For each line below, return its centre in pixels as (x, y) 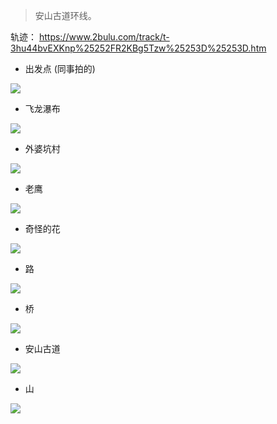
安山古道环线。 (65, 15)
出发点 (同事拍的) (60, 68)
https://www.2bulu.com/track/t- (104, 37)
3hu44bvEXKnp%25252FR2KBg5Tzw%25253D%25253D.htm (138, 48)
